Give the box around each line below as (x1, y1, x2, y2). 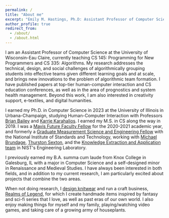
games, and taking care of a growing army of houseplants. (5, 207, 127, 213)
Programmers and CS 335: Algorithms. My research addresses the (5, 60, 143, 66)
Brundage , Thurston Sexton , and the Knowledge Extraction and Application (5, 139, 161, 145)
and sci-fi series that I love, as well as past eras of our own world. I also (5, 196, 153, 202)
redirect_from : (5, 26, 37, 31)
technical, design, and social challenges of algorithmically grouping (5, 65, 145, 71)
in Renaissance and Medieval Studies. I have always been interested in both (5, 165, 162, 171)
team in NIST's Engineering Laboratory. (5, 144, 87, 151)
